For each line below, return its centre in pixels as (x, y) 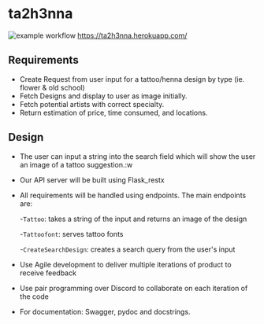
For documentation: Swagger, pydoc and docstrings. (105, 311)
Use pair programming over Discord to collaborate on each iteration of (134, 288)
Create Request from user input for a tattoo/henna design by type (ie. (132, 79)
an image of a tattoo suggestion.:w (76, 164)
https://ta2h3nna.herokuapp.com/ (132, 35)
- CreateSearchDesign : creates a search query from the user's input (127, 249)
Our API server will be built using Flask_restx (92, 180)
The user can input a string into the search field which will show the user (138, 156)
